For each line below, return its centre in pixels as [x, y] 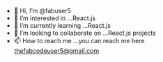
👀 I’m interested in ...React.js [55, 18]
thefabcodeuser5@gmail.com [56, 51]
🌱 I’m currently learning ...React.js [62, 25]
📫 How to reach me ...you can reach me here [79, 41]
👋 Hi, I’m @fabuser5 [42, 11]
